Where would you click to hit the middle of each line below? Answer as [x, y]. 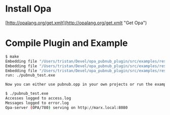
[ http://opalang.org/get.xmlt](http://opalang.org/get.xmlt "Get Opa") [76, 23]
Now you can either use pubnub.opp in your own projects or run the [79, 84]
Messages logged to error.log [37, 103]
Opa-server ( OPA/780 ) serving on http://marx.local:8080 [67, 107]
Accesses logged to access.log [38, 98]
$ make [12, 56]
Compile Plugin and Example [67, 43]
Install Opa [28, 9]
